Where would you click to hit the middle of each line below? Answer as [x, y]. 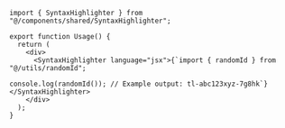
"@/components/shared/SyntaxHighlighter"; [90, 21]
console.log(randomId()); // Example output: [96, 84]
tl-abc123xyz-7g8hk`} [227, 84]
